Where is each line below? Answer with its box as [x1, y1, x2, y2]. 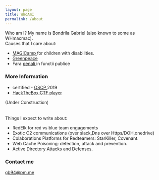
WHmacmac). [5, 35, 33, 41]
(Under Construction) [5, 99, 49, 105]
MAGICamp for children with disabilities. [12, 50, 95, 56]
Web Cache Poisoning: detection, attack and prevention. [12, 140, 128, 146]
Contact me [5, 158, 34, 165]
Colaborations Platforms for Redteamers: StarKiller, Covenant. [12, 135, 139, 141]
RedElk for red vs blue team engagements [12, 124, 98, 130]
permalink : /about [5, 16, 43, 21]
